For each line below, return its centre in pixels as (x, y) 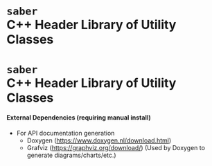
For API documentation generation (65, 133)
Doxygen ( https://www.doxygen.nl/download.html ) (99, 140)
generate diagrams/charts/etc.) (71, 155)
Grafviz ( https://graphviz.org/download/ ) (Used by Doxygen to (116, 147)
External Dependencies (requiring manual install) (79, 117)
